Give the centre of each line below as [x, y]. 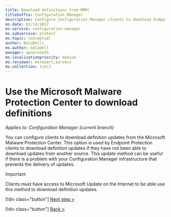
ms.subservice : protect [31, 34]
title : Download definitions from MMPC [48, 10]
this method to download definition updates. [52, 190]
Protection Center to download [72, 103]
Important [16, 174]
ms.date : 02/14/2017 [27, 24]
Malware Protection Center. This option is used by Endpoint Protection [79, 143]
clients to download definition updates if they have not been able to [76, 148]
